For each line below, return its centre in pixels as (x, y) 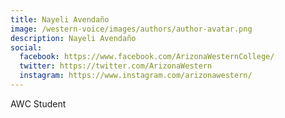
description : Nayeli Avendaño (73, 38)
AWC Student (38, 103)
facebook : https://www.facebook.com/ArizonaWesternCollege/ (147, 57)
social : (26, 47)
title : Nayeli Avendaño (60, 19)
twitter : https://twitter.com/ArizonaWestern (116, 66)
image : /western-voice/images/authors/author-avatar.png (131, 29)
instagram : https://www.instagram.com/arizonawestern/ (136, 76)
